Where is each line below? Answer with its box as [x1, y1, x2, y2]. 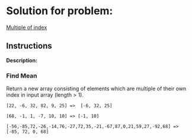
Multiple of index [6, 24, 47, 31]
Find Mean [6, 71, 37, 79]
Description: [6, 56, 37, 63]
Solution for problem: [6, 4, 113, 18]
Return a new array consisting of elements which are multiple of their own [6, 85, 187, 93]
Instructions [6, 41, 52, 51]
